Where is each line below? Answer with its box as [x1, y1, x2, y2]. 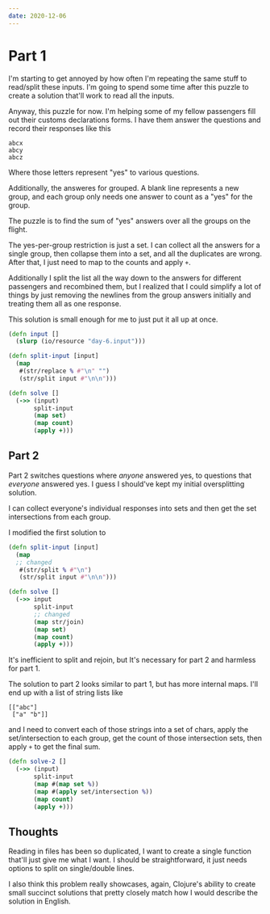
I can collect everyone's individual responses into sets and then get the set [8, 503, 257, 513]
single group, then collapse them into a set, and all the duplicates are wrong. [8, 248, 262, 259]
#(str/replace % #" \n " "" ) [19, 367, 110, 376]
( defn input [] [8, 330, 60, 338]
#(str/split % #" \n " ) [19, 566, 92, 574]
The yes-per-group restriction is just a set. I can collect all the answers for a [8, 240, 260, 250]
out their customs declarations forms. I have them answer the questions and [8, 115, 261, 124]
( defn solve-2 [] [8, 757, 67, 766]
